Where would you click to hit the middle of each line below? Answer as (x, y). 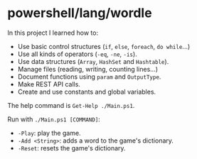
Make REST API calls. (49, 84)
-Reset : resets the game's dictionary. (71, 148)
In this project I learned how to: (53, 33)
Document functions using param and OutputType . (89, 77)
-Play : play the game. (49, 133)
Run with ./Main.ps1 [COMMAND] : (54, 119)
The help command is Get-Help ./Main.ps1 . (71, 105)
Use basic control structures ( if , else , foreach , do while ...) (104, 46)
